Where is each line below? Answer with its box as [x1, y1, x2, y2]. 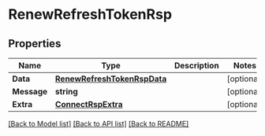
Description [174, 61, 219, 71]
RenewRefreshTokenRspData [54, 73, 167, 84]
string [54, 86, 79, 97]
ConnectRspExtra [54, 99, 123, 109]
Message [12, 86, 48, 97]
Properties [8, 37, 62, 50]
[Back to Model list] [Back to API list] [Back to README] [8, 119, 189, 128]
